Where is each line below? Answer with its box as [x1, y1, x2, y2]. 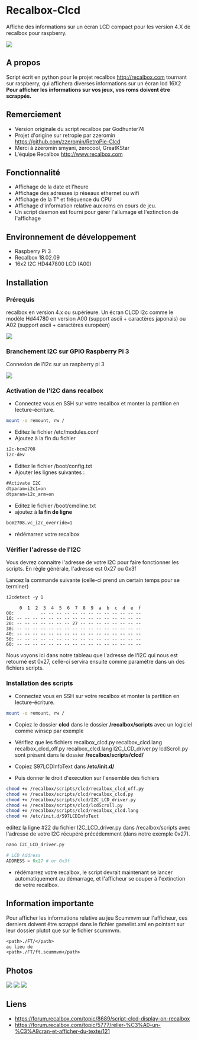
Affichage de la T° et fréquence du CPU [14, 196, 112, 203]
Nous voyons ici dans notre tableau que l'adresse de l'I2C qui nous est [6, 651, 178, 658]
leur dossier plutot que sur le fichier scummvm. [6, 927, 121, 934]
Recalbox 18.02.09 [14, 254, 60, 261]
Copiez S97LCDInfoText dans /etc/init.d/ [14, 763, 115, 770]
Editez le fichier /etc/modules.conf [14, 428, 99, 436]
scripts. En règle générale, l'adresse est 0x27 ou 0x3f [6, 565, 137, 572]
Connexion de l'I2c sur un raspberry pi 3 [6, 361, 105, 368]
